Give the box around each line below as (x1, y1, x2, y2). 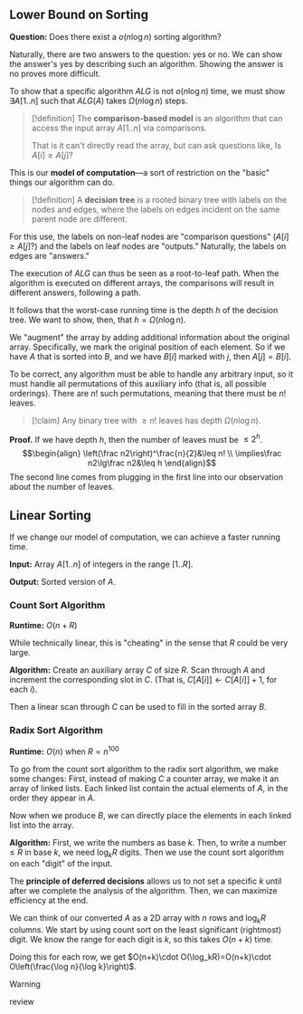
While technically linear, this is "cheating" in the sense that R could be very (9, 637, 289, 648)
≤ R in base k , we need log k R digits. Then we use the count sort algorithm (9, 847, 285, 859)
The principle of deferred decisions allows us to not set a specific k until (9, 875, 282, 886)
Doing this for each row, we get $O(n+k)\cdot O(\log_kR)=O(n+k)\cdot (9, 952, 271, 962)
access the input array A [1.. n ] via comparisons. (31, 122, 208, 133)
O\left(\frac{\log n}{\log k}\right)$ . (9, 961, 137, 972)
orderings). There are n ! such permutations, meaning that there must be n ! (9, 387, 287, 398)
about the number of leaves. (9, 482, 115, 493)
